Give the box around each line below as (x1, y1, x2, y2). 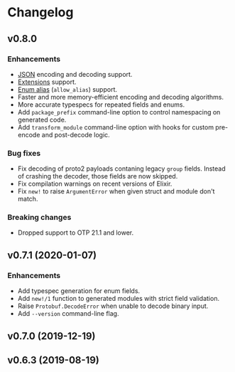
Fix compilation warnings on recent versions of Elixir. (17, 179, 173, 188)
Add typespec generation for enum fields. (17, 287, 141, 295)
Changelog (7, 4, 74, 21)
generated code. (17, 115, 67, 124)
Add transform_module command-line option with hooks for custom (17, 122, 214, 132)
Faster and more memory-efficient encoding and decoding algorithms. (17, 92, 224, 101)
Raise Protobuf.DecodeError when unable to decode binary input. (17, 302, 209, 310)
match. (17, 195, 38, 203)
